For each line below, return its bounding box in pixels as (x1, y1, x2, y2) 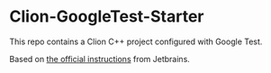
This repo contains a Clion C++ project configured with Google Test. (9, 36, 263, 47)
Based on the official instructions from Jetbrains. (9, 53, 191, 64)
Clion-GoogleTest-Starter (9, 6, 204, 27)
